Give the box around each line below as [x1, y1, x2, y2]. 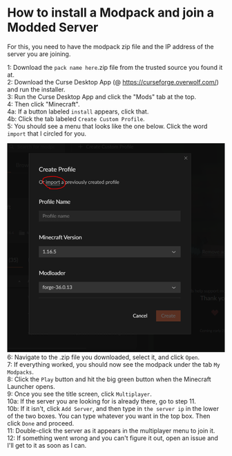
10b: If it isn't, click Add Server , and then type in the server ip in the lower [7, 405, 220, 413]
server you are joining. [7, 50, 71, 58]
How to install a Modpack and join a [7, 5, 215, 21]
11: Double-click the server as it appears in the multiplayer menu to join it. [7, 427, 215, 435]
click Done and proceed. [7, 419, 75, 428]
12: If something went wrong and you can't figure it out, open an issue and [7, 434, 219, 442]
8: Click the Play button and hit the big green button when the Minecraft [7, 375, 212, 383]
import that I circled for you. [7, 129, 86, 138]
